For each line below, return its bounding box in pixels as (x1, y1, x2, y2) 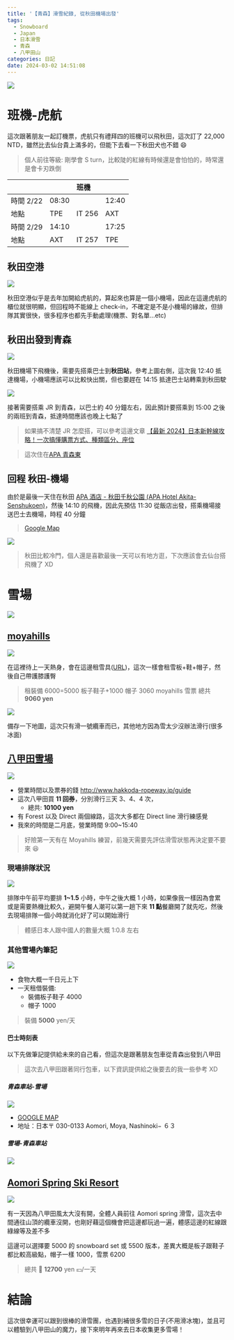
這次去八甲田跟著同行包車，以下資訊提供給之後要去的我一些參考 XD (24, 1065, 218, 1074)
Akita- (178, 492, 197, 501)
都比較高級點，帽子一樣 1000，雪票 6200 (7, 1250, 125, 1259)
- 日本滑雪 (13, 36, 41, 43)
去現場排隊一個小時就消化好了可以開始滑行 (7, 911, 130, 919)
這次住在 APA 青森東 (24, 451, 81, 459)
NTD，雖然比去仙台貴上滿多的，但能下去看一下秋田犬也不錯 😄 (7, 140, 187, 149)
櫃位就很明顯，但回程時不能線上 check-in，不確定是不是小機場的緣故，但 (7, 303, 217, 311)
